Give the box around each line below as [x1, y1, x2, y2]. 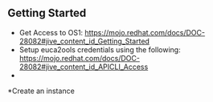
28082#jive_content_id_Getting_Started [18, 36, 150, 46]
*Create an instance [7, 86, 76, 96]
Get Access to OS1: [18, 27, 84, 37]
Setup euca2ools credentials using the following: [18, 44, 182, 55]
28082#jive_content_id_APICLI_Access [18, 62, 149, 71]
